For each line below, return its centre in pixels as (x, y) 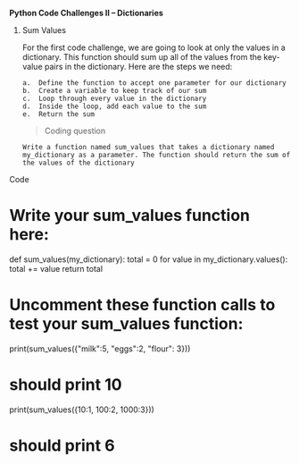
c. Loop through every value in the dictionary (114, 98)
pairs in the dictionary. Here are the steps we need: (138, 67)
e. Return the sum (58, 114)
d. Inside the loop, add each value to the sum (114, 106)
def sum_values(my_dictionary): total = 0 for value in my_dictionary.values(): (149, 259)
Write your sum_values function (129, 216)
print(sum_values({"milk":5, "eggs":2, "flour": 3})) (100, 349)
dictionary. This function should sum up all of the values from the (141, 57)
